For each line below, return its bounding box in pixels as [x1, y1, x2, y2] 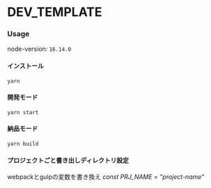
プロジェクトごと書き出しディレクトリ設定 [7, 156, 130, 164]
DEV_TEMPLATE [7, 4, 102, 20]
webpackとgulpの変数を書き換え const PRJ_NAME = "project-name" [7, 173, 205, 181]
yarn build [7, 141, 39, 148]
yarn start [7, 109, 39, 116]
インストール [7, 62, 44, 70]
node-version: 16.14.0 [7, 45, 72, 53]
